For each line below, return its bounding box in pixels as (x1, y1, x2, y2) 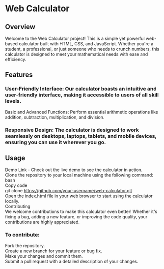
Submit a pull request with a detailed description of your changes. (5, 258, 138, 264)
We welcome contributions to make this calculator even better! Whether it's (5, 209, 158, 214)
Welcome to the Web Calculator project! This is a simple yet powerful (5, 35, 145, 41)
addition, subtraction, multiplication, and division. (5, 114, 105, 120)
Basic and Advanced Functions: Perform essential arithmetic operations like (5, 109, 158, 115)
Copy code (5, 182, 27, 188)
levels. (5, 98, 22, 105)
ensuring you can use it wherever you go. (5, 139, 106, 146)
